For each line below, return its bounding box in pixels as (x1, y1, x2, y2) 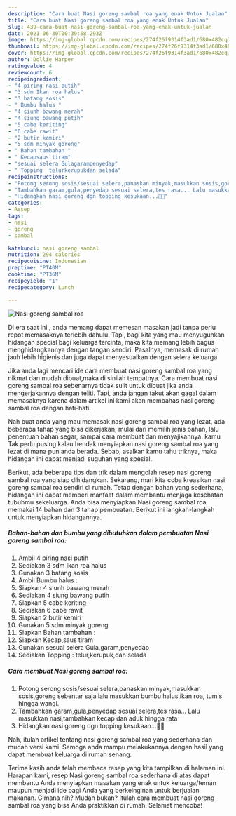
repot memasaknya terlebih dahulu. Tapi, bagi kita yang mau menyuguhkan (8, 330, 225, 339)
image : (8, 36, 27, 44)
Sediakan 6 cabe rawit (18, 606, 83, 615)
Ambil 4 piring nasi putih (18, 554, 89, 562)
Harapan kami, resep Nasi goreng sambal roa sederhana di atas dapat (8, 771, 210, 780)
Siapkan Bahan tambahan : (18, 629, 96, 637)
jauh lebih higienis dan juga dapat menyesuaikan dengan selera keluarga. (8, 352, 219, 361)
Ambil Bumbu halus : (18, 576, 78, 584)
